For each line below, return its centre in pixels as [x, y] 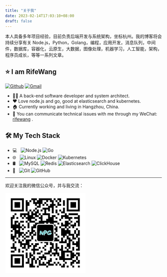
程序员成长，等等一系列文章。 [36, 55]
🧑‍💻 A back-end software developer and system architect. [71, 96]
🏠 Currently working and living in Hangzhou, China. [66, 107]
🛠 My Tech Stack [33, 135]
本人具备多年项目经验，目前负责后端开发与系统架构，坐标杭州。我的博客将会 [83, 36]
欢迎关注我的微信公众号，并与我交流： [44, 185]
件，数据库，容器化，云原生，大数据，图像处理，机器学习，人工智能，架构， [83, 49]
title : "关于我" [21, 10]
